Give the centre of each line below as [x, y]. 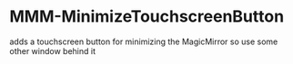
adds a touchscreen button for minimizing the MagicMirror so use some [144, 41]
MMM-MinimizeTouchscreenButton [147, 17]
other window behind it [53, 50]
